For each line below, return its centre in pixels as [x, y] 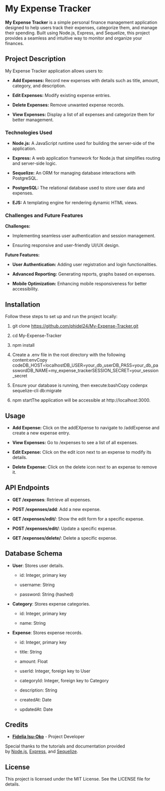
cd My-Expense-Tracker [37, 336]
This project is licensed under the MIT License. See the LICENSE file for [78, 779]
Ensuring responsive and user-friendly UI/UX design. [66, 245]
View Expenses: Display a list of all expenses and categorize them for [83, 114]
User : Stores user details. [38, 565]
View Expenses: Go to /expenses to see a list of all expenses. [75, 442]
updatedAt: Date [36, 709]
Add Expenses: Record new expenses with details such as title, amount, [85, 80]
